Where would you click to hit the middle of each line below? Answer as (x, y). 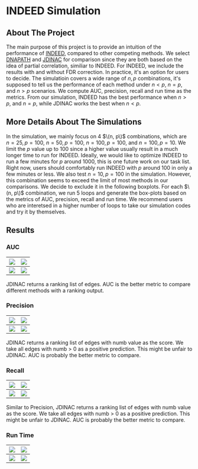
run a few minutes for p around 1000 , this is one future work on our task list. (98, 161)
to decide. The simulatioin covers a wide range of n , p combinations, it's (94, 78)
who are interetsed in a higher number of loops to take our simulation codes (98, 205)
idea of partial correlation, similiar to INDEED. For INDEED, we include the (95, 66)
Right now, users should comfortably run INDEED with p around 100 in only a (99, 167)
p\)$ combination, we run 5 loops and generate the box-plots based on (100, 193)
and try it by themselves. (36, 212)
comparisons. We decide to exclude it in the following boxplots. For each (95, 186)
